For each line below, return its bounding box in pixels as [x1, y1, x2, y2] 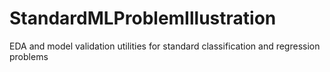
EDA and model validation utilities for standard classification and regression [9, 40, 321, 52]
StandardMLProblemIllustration [9, 7, 277, 30]
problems [9, 50, 49, 62]
